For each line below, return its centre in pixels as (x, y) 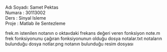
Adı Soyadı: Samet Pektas (32, 7)
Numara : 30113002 (25, 13)
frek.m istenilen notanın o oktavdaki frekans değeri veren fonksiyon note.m (83, 33)
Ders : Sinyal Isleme (26, 18)
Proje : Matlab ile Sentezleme (35, 23)
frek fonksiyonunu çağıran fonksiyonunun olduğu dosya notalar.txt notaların (84, 38)
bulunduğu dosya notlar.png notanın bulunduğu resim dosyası (69, 44)
